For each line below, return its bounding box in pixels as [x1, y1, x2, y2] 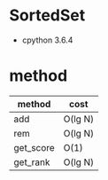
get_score [13, 141, 55, 153]
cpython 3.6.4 [21, 35, 73, 45]
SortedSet [9, 5, 86, 26]
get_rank [13, 156, 50, 168]
